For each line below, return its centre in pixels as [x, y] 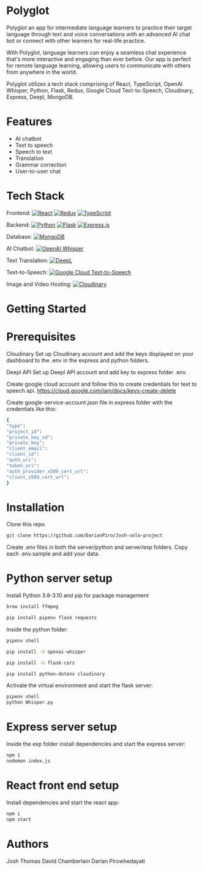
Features [29, 122]
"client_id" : [23, 454]
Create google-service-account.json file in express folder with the [90, 402]
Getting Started [46, 309]
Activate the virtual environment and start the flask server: [80, 685]
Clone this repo [26, 524]
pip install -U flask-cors [41, 663]
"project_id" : [24, 432]
